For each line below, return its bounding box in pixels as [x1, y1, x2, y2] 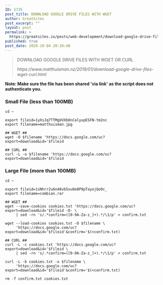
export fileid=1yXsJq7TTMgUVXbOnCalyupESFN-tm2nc [5, 117, 108, 122]
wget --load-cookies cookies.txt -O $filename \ [5, 221, 105, 226]
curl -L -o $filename [5, 152, 49, 156]
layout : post [5, 25, 32, 30]
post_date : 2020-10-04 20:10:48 [5, 43, 70, 48]
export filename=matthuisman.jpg [5, 122, 73, 127]
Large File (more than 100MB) [5, 167, 76, 174]
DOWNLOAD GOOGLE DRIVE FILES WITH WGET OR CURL [16, 57, 133, 62]
